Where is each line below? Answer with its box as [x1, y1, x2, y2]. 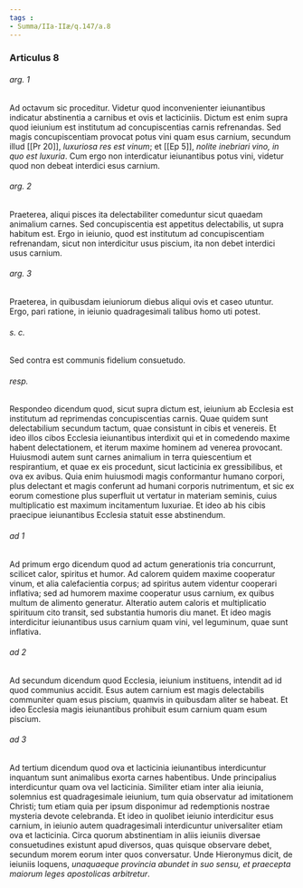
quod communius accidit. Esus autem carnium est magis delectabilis [9, 684, 265, 695]
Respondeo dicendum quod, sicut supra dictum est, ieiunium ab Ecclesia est [9, 404, 294, 415]
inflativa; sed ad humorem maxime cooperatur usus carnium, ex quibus [9, 587, 275, 599]
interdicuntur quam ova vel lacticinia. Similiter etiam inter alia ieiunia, [9, 782, 264, 793]
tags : [9, 13, 34, 23]
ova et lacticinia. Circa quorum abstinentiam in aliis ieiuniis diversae [9, 830, 260, 841]
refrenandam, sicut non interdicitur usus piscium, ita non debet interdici [9, 238, 276, 249]
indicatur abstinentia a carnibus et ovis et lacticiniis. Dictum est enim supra [9, 112, 289, 122]
